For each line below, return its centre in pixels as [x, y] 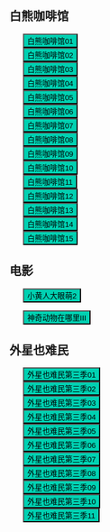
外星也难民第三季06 [61, 446]
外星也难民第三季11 [61, 516]
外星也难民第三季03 [61, 404]
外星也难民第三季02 [61, 389]
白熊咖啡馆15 [50, 238]
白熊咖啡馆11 [50, 182]
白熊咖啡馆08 [50, 139]
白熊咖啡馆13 [50, 210]
